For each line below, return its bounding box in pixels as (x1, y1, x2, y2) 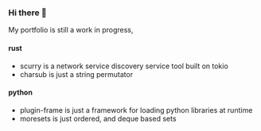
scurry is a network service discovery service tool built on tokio (19, 61, 228, 71)
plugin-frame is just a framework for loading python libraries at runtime (19, 105, 253, 114)
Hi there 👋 (8, 7, 48, 18)
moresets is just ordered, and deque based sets (19, 114, 177, 123)
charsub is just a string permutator (19, 69, 134, 79)
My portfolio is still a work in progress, (8, 25, 134, 35)
